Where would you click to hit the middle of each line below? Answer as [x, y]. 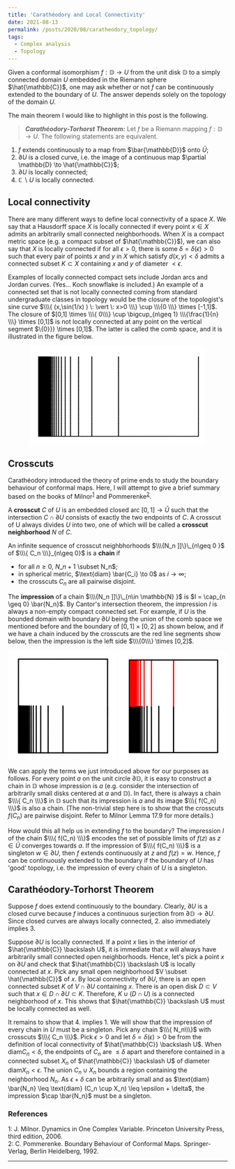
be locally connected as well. [50, 1009]
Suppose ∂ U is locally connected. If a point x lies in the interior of [102, 942]
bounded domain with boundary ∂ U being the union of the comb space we [115, 619]
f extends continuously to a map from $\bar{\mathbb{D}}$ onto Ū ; [113, 150]
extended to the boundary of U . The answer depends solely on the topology [117, 95]
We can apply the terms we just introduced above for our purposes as [108, 771]
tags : [16, 37]
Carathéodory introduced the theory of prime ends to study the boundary [113, 481]
